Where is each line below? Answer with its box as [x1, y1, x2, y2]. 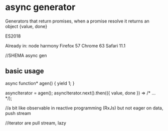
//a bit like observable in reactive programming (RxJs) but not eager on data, [5, 104, 163, 111]
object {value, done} [5, 23, 48, 29]
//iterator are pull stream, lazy [5, 119, 67, 126]
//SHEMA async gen [5, 52, 47, 58]
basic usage [5, 67, 44, 75]
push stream [5, 110, 31, 116]
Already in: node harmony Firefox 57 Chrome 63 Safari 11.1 [5, 42, 126, 48]
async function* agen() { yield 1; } [5, 80, 75, 86]
